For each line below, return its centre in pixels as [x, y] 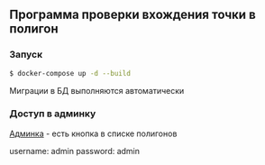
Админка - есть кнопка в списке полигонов [93, 133]
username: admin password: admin [75, 151]
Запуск [26, 55]
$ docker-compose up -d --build [70, 73]
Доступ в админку [53, 114]
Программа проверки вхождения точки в [133, 15]
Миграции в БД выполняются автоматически [97, 90]
